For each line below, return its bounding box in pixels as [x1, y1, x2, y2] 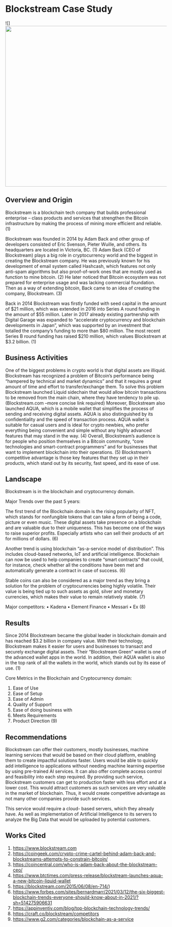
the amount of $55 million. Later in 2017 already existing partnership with [5, 311, 159, 317]
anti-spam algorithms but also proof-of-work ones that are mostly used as [5, 268, 162, 275]
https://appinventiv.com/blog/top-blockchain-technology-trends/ [12, 905, 150, 911]
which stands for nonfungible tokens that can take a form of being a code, [5, 514, 162, 520]
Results [5, 619, 30, 627]
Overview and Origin [5, 196, 73, 205]
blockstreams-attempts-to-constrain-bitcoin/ [12, 856, 108, 862]
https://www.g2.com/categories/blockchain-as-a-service [12, 916, 134, 922]
